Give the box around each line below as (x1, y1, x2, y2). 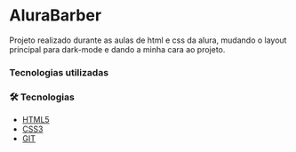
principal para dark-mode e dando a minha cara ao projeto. (9, 44, 226, 54)
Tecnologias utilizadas (9, 66, 109, 78)
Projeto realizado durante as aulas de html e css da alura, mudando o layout (9, 35, 287, 45)
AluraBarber (9, 5, 102, 26)
